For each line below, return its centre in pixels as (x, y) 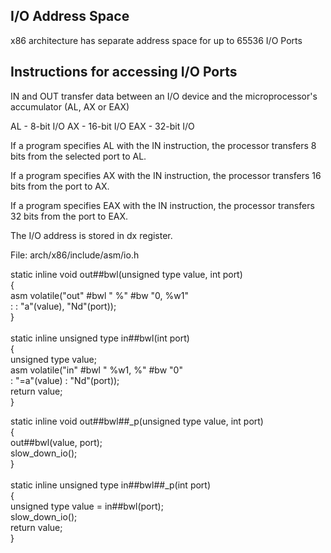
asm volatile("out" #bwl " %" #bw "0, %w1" (99, 295)
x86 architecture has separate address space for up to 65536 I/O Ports (156, 40)
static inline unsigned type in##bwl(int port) (100, 338)
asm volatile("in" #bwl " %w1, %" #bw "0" (96, 370)
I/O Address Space (70, 16)
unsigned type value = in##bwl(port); (87, 506)
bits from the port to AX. (60, 186)
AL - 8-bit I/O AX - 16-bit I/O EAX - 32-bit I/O (102, 126)
